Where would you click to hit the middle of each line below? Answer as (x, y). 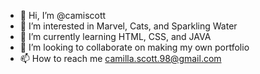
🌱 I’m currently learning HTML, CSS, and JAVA (115, 36)
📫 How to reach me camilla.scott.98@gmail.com (120, 58)
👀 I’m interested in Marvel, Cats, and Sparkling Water (128, 26)
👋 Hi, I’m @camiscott (63, 15)
